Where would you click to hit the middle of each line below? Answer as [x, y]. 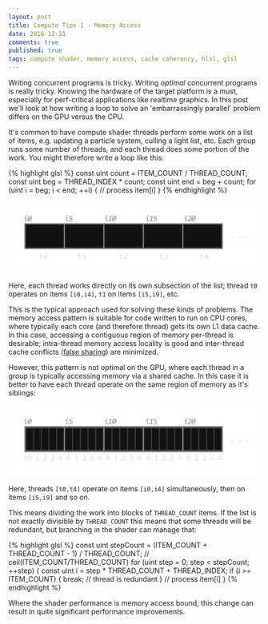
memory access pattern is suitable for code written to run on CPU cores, [128, 318]
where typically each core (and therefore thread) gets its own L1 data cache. [134, 327]
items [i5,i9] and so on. [49, 497]
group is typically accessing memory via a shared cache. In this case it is [129, 376]
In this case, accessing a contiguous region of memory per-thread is [121, 335]
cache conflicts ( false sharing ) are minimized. [84, 352]
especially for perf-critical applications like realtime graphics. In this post [128, 99]
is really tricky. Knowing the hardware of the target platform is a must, [123, 91]
